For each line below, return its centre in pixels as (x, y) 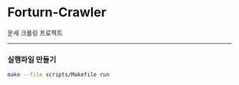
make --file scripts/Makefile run (59, 75)
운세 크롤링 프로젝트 (35, 33)
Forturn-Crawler (57, 12)
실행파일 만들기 (32, 59)
